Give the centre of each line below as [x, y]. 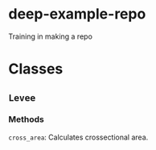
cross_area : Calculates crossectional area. [78, 137]
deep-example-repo [77, 14]
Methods [26, 119]
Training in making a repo [50, 36]
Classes [36, 69]
